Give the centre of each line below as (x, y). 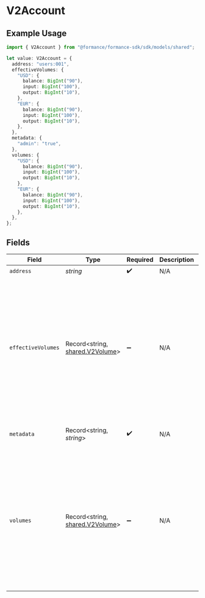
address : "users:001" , (41, 64)
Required (140, 260)
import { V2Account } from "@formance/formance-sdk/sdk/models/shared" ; (101, 47)
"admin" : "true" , (39, 144)
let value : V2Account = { (39, 58)
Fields (18, 242)
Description (177, 260)
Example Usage (37, 33)
